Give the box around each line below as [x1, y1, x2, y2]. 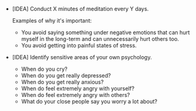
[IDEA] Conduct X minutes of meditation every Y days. [12, 5, 149, 12]
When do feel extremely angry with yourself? [21, 85, 135, 92]
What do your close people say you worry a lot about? [21, 98, 158, 105]
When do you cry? [21, 65, 68, 73]
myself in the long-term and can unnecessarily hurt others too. [21, 35, 180, 42]
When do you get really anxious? [21, 79, 104, 85]
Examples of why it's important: [12, 17, 92, 24]
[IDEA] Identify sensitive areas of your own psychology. [12, 54, 152, 60]
